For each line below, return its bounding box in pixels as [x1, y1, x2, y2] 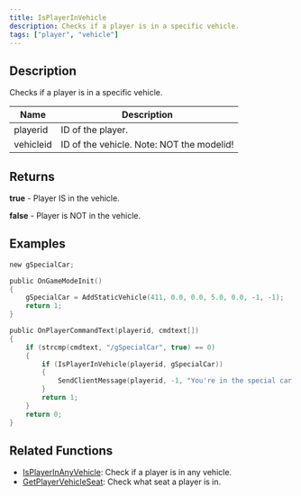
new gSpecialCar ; [9, 260, 75, 269]
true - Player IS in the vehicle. [9, 193, 120, 203]
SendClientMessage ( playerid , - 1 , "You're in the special [57, 376, 277, 385]
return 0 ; [25, 410, 63, 419]
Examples [9, 236, 66, 252]
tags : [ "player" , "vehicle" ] [9, 30, 119, 39]
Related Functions [9, 443, 114, 458]
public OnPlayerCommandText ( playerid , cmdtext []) [9, 326, 200, 336]
